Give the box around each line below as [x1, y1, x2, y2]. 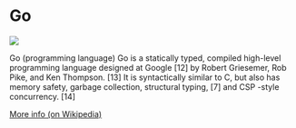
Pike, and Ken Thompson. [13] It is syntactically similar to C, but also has [9, 72, 281, 83]
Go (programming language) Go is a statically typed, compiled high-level [9, 52, 281, 64]
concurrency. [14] [9, 91, 75, 102]
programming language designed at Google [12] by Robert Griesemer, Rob [9, 62, 288, 73]
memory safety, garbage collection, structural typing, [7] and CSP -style [9, 81, 280, 92]
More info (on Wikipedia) [9, 108, 103, 119]
